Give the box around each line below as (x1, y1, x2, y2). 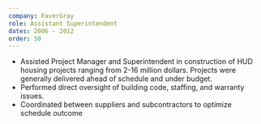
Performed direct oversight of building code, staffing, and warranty (19, 83, 245, 92)
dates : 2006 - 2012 (8, 27, 75, 35)
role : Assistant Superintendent (8, 19, 118, 28)
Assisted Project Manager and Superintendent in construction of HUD (19, 57, 254, 66)
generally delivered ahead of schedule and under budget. (19, 74, 213, 83)
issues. (19, 91, 45, 101)
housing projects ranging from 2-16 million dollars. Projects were (19, 66, 237, 75)
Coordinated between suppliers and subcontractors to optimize (19, 100, 233, 109)
